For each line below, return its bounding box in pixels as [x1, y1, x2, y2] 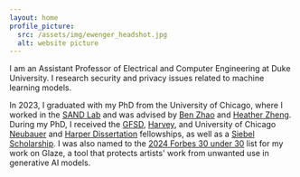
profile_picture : [9, 22, 75, 31]
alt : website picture [17, 38, 99, 48]
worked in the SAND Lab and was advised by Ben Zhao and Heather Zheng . [9, 109, 292, 120]
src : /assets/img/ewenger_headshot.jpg [17, 30, 168, 39]
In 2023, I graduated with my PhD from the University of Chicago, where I [9, 100, 283, 111]
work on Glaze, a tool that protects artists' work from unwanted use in [9, 148, 269, 159]
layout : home [9, 13, 59, 23]
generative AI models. [9, 157, 91, 168]
